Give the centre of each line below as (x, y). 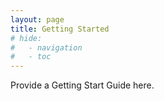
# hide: (26, 38)
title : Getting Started (60, 29)
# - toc (31, 57)
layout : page (37, 19)
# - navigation (46, 47)
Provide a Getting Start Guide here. (82, 85)
